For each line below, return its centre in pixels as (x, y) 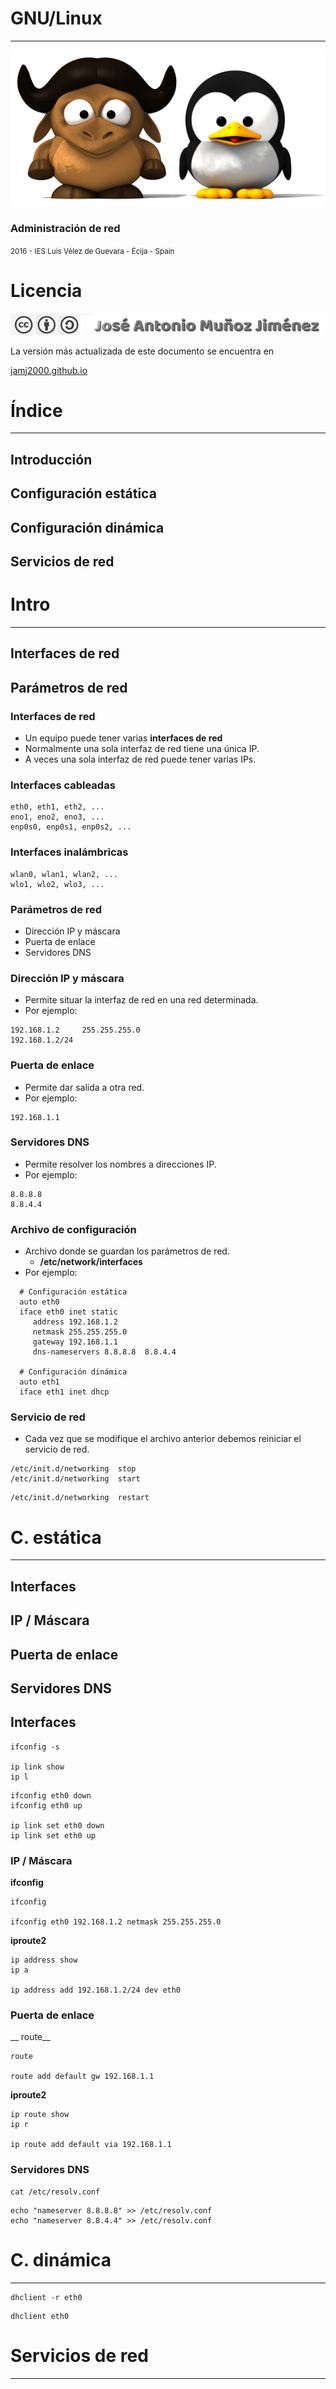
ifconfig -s (35, 1747)
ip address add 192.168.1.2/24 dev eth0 (96, 1990)
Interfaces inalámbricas (69, 852)
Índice (36, 410)
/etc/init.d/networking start (75, 1479)
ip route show (40, 2115)
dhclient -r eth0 (46, 2297)
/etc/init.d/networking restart (80, 1498)
